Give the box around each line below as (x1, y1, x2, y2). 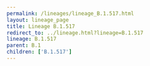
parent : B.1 (6, 42, 41, 49)
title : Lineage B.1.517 (6, 23, 76, 30)
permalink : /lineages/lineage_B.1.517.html (6, 10, 135, 17)
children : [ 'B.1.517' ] (6, 49, 72, 56)
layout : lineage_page (6, 16, 69, 23)
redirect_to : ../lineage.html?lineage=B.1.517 (6, 29, 144, 36)
